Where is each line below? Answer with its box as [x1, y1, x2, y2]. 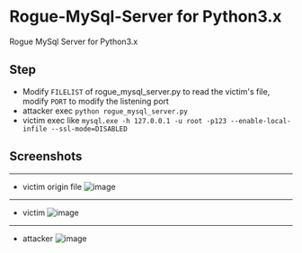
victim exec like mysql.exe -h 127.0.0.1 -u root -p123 [22, 114, 227, 125]
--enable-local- [230, 116, 292, 125]
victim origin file [22, 181, 83, 192]
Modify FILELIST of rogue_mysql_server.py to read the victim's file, [22, 86, 271, 96]
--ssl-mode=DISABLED [50, 124, 128, 133]
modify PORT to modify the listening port [22, 95, 169, 106]
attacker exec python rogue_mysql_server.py [22, 105, 189, 116]
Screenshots [9, 149, 83, 164]
